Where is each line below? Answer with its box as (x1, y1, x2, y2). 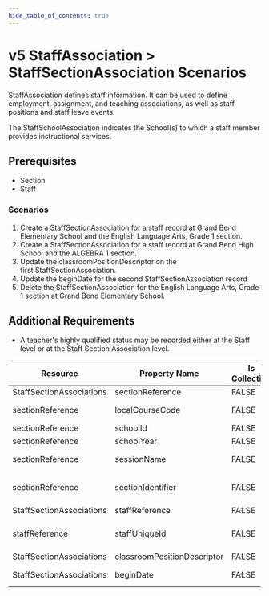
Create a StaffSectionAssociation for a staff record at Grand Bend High (19, 239, 254, 249)
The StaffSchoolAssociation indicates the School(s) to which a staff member (8, 122, 260, 133)
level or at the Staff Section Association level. (19, 344, 170, 353)
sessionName (114, 454, 167, 465)
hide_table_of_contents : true (8, 11, 110, 20)
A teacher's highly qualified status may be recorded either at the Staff (19, 335, 251, 345)
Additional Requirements (8, 314, 135, 328)
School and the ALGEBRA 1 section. (19, 248, 138, 258)
